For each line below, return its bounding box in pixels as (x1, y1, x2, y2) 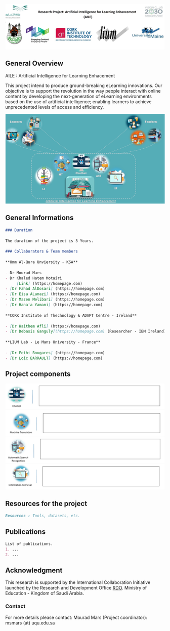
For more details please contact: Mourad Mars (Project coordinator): (5, 614, 148, 620)
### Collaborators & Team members (5, 249, 78, 254)
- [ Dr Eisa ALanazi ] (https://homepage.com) (5, 291, 101, 297)
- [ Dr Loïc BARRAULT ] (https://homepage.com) (5, 356, 103, 361)
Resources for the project (5, 499, 88, 508)
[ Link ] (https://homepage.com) (16, 281, 82, 286)
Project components (5, 370, 71, 378)
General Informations (5, 214, 74, 222)
